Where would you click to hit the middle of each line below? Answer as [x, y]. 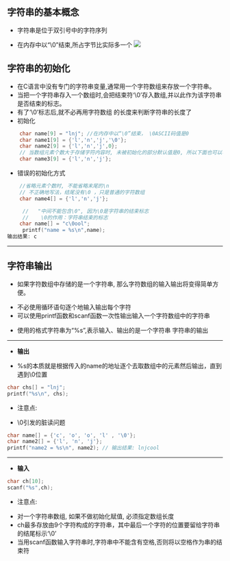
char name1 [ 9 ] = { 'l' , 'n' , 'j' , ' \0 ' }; [73, 140]
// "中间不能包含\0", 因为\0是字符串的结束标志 [86, 211]
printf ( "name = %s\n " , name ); [64, 230]
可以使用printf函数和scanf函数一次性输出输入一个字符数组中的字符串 [113, 315]
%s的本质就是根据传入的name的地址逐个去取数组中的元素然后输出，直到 [119, 366]
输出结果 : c [22, 237]
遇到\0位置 [32, 374]
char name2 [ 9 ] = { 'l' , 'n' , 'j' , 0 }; [68, 146]
